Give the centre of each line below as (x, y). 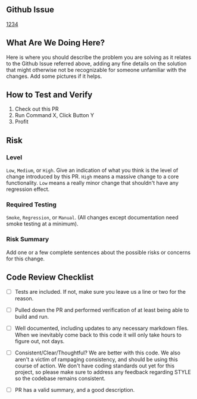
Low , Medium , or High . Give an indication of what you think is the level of (92, 170)
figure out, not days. (40, 341)
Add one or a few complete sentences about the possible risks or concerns (98, 252)
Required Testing (31, 205)
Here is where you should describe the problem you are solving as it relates (99, 57)
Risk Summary (28, 239)
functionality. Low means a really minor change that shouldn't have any (92, 183)
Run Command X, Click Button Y (54, 115)
